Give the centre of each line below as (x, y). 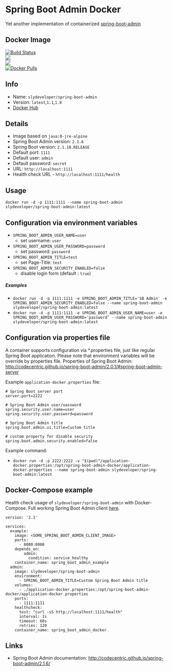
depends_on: (27, 549)
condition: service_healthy (58, 558)
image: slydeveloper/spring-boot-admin (57, 571)
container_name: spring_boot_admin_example (62, 562)
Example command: (26, 450)
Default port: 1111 (31, 152)
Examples (16, 285)
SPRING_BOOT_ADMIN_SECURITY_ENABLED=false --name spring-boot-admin (88, 303)
